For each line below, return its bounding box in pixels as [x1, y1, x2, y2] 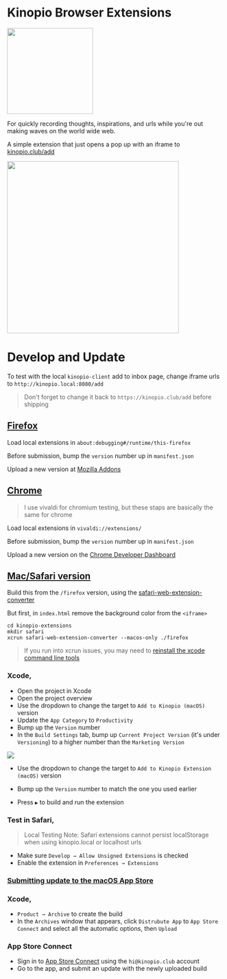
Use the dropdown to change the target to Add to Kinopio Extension [16, 764, 211, 772]
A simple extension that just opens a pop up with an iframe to [7, 140, 180, 148]
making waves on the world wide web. [7, 126, 116, 135]
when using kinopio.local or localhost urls [23, 837, 142, 846]
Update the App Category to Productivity [16, 716, 134, 724]
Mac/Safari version [7, 570, 91, 582]
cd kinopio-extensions [7, 622, 72, 630]
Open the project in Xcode [16, 686, 92, 695]
